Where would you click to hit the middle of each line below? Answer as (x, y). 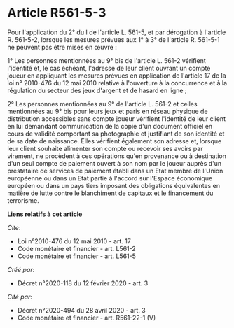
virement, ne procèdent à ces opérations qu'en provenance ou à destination (117, 156)
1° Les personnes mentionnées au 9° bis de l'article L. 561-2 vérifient (107, 60)
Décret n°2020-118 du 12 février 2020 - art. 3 (83, 283)
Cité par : (20, 297)
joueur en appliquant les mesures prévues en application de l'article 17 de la (117, 76)
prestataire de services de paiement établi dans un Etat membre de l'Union (115, 171)
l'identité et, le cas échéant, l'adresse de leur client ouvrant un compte (109, 68)
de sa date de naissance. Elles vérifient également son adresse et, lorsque (115, 141)
